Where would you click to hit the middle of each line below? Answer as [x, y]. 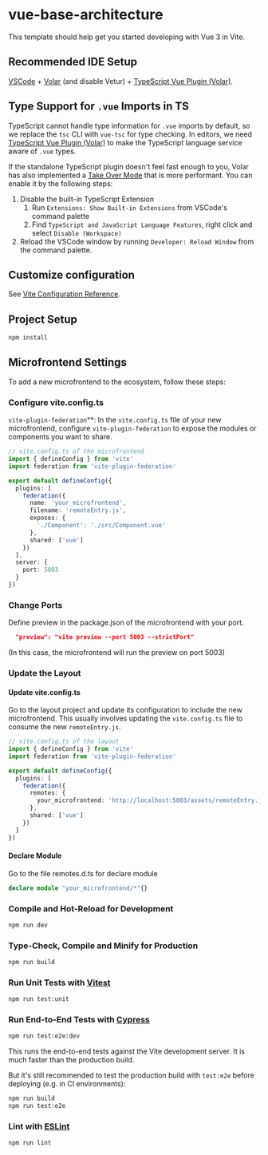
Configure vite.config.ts [56, 403]
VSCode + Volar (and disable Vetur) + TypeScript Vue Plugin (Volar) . [121, 81]
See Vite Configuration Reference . [65, 294]
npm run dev [28, 925]
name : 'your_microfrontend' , [78, 503]
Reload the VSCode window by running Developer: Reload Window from [137, 241]
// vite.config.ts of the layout [64, 742]
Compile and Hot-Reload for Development [91, 908]
